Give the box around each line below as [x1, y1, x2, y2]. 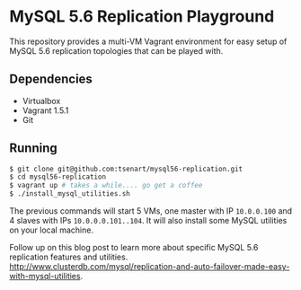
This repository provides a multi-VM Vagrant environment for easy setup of [9, 36, 288, 47]
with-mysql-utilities [9, 271, 81, 282]
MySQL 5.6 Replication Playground [9, 6, 275, 27]
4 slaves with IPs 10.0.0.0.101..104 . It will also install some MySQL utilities [9, 215, 288, 226]
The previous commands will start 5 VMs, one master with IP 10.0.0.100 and [9, 206, 293, 216]
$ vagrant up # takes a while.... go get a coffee [9, 181, 203, 190]
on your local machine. [9, 224, 94, 235]
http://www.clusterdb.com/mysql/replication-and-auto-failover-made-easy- [9, 261, 290, 272]
